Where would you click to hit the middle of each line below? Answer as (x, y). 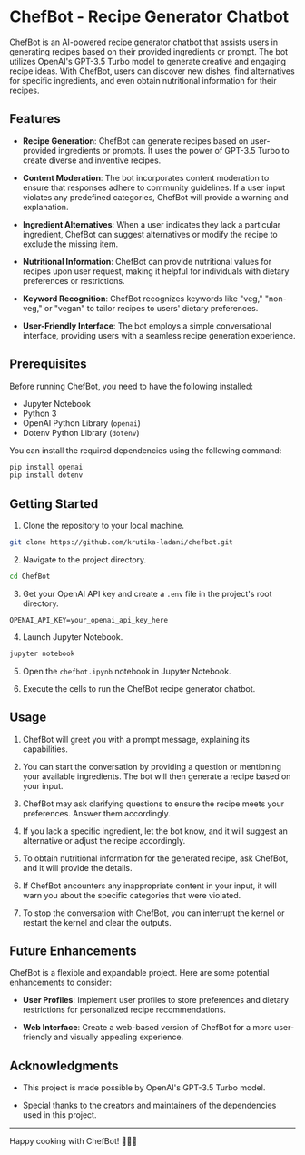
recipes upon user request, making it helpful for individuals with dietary (156, 271)
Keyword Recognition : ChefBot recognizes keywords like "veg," (143, 299)
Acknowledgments (64, 1065)
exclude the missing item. (70, 244)
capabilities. (45, 749)
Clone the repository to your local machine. (103, 526)
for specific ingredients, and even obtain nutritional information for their (143, 80)
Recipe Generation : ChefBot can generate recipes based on (135, 141)
